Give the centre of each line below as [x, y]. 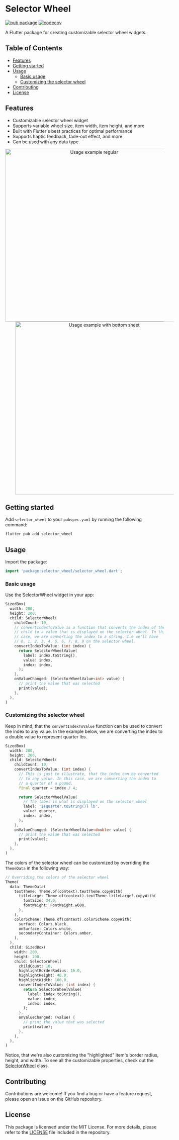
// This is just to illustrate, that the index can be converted [88, 774]
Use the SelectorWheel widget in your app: [50, 595]
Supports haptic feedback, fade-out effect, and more [67, 136]
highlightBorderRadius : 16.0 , [50, 971]
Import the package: [26, 562]
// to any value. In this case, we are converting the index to [87, 779]
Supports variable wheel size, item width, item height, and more [78, 126]
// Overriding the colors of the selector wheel [57, 877]
